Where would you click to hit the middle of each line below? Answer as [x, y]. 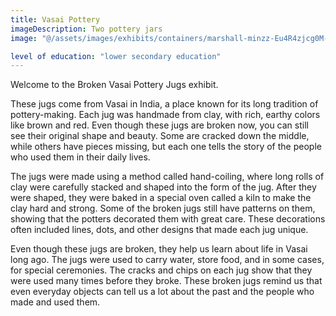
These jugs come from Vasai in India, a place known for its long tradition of [164, 104]
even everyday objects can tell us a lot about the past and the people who [162, 292]
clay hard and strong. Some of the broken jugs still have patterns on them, [163, 208]
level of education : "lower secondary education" [116, 56]
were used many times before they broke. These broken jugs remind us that [166, 281]
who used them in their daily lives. [80, 157]
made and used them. [55, 302]
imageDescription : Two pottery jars [86, 29]
